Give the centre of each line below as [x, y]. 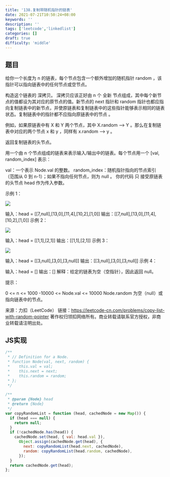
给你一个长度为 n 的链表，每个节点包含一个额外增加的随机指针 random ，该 [83, 78]
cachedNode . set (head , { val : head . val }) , [60, 437]
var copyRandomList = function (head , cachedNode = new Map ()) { [75, 413]
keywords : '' [19, 19]
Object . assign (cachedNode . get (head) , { [60, 442]
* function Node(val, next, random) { [48, 362]
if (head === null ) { [33, 418]
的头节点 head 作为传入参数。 [36, 183]
